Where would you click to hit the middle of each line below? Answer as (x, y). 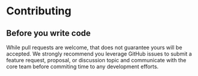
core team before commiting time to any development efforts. (82, 66)
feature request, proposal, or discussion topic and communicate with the (96, 60)
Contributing (39, 11)
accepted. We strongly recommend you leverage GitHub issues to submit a (99, 54)
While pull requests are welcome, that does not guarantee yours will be (94, 47)
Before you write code (49, 33)
